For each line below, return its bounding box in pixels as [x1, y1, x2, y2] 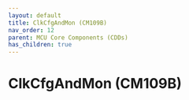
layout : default [8, 11, 61, 20]
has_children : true [8, 41, 72, 49]
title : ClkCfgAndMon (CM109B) [8, 19, 108, 27]
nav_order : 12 [8, 26, 55, 34]
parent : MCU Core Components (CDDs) [8, 33, 128, 42]
